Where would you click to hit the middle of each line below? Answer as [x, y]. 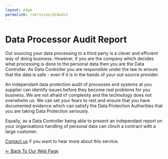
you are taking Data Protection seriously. [47, 111]
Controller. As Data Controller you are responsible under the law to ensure [81, 69]
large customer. [21, 132]
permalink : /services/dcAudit [37, 15]
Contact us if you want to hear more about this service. [62, 141]
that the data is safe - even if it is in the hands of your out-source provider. [82, 75]
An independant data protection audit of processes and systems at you [78, 85]
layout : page [19, 10]
